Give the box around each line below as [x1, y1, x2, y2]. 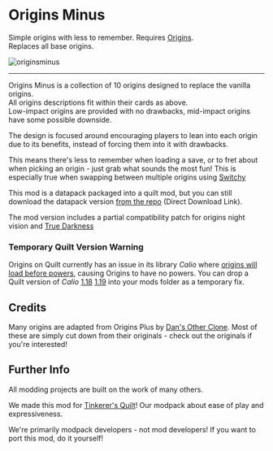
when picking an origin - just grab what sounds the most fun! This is [8, 163, 236, 173]
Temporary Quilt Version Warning [8, 241, 144, 253]
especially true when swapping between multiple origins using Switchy [8, 172, 246, 182]
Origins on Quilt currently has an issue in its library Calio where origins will [8, 260, 258, 270]
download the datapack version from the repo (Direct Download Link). [8, 197, 243, 206]
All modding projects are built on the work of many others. [8, 384, 203, 394]
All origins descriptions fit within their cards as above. [8, 98, 188, 107]
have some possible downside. [8, 115, 112, 124]
